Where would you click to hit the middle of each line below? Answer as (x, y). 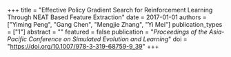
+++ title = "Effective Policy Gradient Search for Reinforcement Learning (110, 10)
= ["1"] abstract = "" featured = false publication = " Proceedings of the (108, 32)
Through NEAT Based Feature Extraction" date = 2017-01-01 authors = (107, 17)
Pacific (17, 39)
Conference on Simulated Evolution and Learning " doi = (108, 39)
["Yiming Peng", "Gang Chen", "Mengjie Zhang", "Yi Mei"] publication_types (115, 24)
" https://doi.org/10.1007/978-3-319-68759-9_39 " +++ (83, 46)
